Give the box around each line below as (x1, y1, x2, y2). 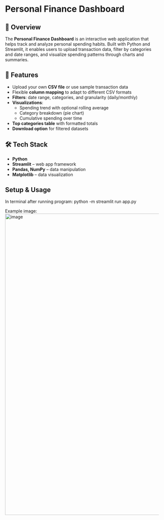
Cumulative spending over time (19, 115, 82, 121)
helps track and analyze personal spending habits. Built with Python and (5, 41, 150, 47)
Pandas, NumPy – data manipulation (12, 166, 86, 172)
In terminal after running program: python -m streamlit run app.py (5, 198, 137, 204)
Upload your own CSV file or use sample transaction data (12, 84, 128, 90)
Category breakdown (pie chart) (19, 110, 84, 116)
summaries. (5, 57, 29, 62)
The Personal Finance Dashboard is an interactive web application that (5, 36, 149, 42)
